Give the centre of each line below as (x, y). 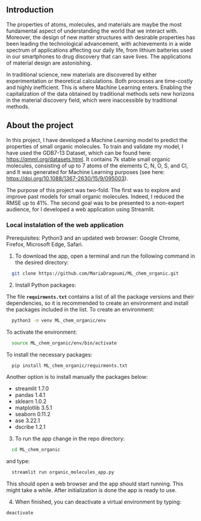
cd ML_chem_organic (36, 450)
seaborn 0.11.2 (33, 414)
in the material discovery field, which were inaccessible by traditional (92, 100)
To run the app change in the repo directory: (70, 438)
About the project (40, 126)
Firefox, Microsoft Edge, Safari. (45, 244)
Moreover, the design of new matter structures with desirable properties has (101, 37)
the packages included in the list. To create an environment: (80, 309)
